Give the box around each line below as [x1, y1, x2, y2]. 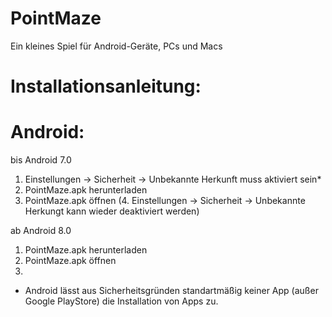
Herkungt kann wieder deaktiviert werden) [24, 205, 200, 217]
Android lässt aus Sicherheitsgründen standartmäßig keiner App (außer [24, 285, 319, 297]
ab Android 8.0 [10, 225, 72, 237]
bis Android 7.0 [10, 154, 72, 166]
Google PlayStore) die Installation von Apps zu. [24, 295, 219, 307]
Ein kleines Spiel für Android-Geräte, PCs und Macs [10, 40, 223, 52]
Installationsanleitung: [10, 75, 202, 98]
